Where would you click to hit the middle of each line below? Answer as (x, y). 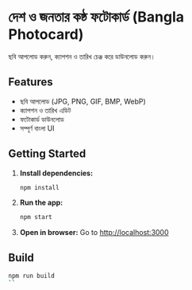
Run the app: (41, 202)
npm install (39, 187)
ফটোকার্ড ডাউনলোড (42, 119)
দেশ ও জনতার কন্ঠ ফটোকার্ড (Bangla (96, 17)
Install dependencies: (56, 173)
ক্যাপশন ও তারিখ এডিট (45, 110)
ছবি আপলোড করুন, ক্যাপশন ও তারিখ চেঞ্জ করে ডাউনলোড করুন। (82, 57)
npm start (36, 217)
